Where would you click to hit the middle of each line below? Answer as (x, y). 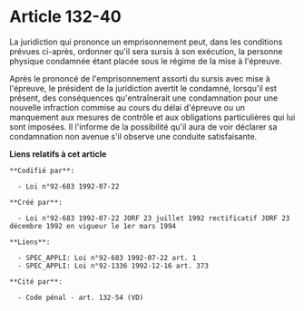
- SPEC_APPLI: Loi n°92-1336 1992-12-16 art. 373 (113, 266)
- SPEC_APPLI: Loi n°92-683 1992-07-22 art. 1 (107, 258)
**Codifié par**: (42, 170)
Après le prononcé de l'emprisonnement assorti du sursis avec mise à (140, 78)
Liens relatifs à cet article (58, 154)
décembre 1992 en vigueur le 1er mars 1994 (93, 226)
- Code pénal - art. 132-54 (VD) (81, 297)
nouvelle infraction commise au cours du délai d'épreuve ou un (127, 107)
